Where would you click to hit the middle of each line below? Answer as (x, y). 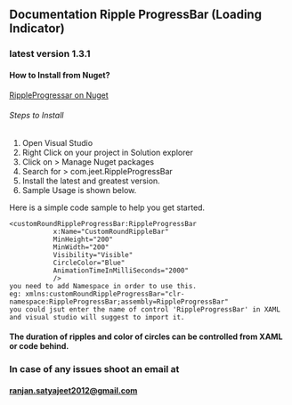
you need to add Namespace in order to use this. (103, 286)
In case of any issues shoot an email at (94, 369)
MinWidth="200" (81, 247)
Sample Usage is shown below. (79, 190)
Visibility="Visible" (93, 255)
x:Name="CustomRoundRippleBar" (111, 231)
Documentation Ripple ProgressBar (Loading (136, 15)
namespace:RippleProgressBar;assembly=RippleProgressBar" (119, 302)
